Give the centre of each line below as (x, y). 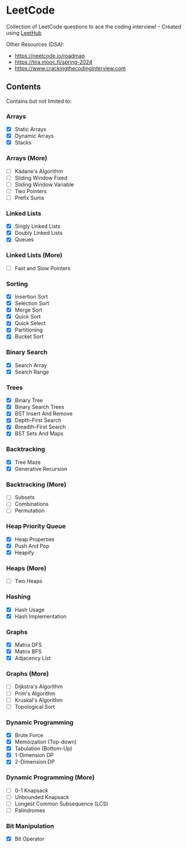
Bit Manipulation (30, 826)
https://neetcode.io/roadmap (50, 55)
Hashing (19, 597)
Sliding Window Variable (44, 184)
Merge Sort (28, 310)
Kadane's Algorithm (39, 171)
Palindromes (30, 810)
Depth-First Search (38, 420)
